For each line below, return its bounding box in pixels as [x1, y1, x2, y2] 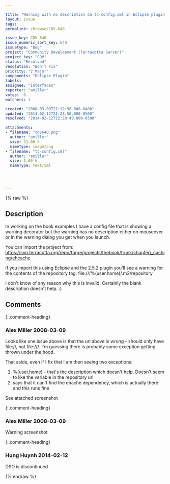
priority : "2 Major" [5, 68, 49, 74]
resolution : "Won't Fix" [5, 64, 58, 69]
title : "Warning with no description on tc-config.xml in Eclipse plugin [5, 12, 165, 17]
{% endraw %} [5, 473, 37, 479]
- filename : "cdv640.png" [5, 130, 60, 135]
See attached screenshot [5, 395, 58, 401]
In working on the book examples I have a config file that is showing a [5, 223, 152, 229]
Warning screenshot [5, 429, 48, 435]
